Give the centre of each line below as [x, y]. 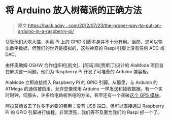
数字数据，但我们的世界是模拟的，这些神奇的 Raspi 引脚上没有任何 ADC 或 [87, 48]
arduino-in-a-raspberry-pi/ [46, 31]
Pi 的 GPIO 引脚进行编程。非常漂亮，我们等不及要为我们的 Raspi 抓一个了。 [84, 112]
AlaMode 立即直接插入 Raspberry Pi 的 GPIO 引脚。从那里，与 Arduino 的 [82, 82]
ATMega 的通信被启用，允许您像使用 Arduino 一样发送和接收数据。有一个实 [84, 88]
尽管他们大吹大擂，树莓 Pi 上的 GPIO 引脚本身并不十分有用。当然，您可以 [82, 42]
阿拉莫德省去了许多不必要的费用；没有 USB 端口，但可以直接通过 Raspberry [85, 106]
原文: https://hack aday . [42, 25]
